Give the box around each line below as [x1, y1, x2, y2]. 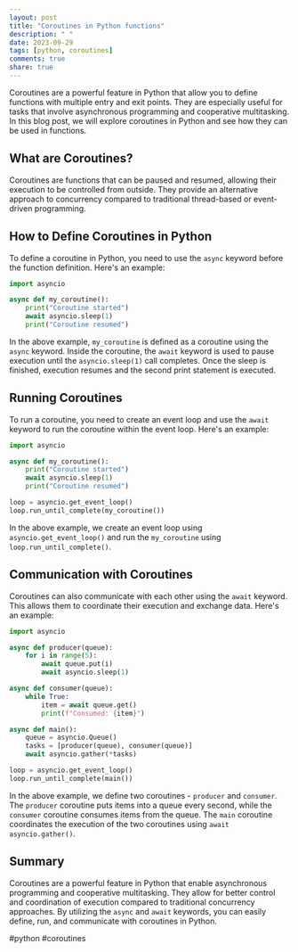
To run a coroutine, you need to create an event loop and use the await [9, 414, 270, 424]
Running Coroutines [9, 390, 123, 406]
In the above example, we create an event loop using [9, 522, 203, 533]
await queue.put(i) [41, 660, 114, 669]
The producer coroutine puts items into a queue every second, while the [9, 800, 273, 810]
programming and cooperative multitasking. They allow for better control [9, 887, 276, 898]
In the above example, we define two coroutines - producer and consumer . [9, 790, 278, 800]
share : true [9, 63, 53, 72]
